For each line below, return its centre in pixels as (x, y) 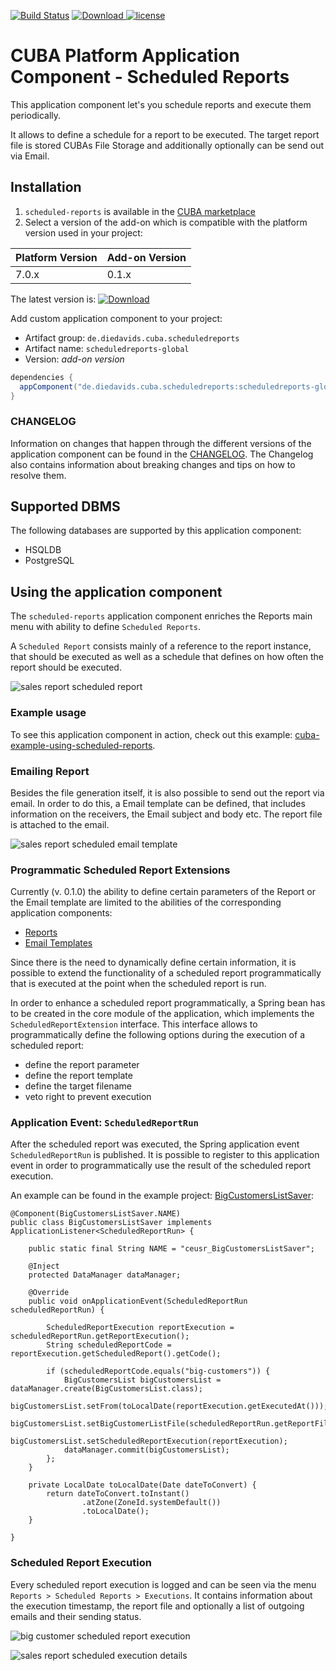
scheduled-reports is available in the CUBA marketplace (140, 211)
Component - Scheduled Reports (150, 77)
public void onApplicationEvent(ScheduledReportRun (138, 1301)
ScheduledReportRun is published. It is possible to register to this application (165, 1155)
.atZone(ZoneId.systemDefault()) (151, 1503)
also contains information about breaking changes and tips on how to (153, 464)
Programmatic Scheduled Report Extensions (120, 870)
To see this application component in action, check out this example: (151, 734)
